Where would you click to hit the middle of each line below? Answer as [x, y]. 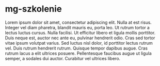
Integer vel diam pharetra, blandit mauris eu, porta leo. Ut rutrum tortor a [77, 27]
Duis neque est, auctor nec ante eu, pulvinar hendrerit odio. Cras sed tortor [80, 38]
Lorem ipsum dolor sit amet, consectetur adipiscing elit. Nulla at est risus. [78, 22]
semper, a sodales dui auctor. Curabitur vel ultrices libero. [63, 58]
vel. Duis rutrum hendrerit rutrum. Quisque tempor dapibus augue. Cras [76, 48]
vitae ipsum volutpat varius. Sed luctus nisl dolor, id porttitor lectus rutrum [79, 43]
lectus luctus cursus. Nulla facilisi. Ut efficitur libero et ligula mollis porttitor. [80, 33]
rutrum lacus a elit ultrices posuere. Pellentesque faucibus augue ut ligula [78, 53]
